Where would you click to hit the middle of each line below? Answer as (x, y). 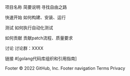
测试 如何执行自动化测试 (29, 28)
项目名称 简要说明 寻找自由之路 (36, 7)
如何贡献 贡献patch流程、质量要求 (39, 38)
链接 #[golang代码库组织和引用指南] (41, 59)
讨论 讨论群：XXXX (24, 48)
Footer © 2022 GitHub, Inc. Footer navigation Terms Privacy (65, 68)
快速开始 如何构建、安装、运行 (35, 17)
